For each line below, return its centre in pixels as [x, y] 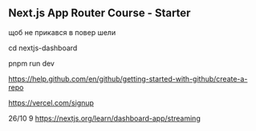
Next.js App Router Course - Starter [100, 13]
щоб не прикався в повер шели [62, 32]
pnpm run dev [31, 63]
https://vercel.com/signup [51, 102]
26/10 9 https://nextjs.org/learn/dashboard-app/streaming [104, 118]
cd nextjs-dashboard [43, 48]
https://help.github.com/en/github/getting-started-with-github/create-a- [128, 78]
